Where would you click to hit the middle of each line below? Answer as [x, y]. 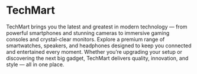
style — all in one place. [35, 64]
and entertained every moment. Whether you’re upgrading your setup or [94, 52]
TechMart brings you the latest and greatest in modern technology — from [97, 27]
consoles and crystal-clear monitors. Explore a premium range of [85, 39]
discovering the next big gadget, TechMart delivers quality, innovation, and [97, 58]
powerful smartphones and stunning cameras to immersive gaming [88, 33]
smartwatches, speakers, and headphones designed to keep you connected [99, 46]
